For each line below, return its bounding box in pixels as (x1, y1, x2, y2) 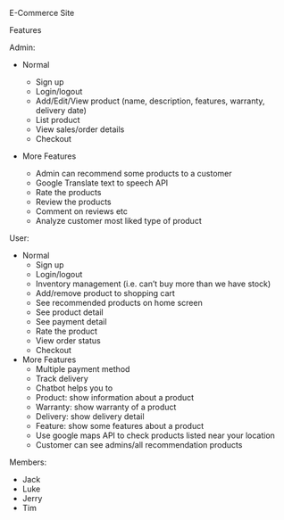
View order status (35, 335, 101, 346)
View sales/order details (35, 124, 125, 135)
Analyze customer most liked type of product (35, 216, 203, 226)
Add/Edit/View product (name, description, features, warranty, (35, 95, 265, 106)
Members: (9, 457, 47, 467)
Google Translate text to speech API (35, 177, 169, 188)
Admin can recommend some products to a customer (35, 169, 232, 178)
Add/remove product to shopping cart (35, 288, 176, 298)
